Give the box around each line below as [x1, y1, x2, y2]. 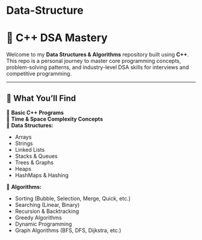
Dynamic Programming [14, 220, 72, 227]
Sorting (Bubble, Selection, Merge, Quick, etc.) [14, 194, 131, 202]
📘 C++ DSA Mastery [6, 31, 108, 45]
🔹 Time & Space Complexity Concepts [6, 115, 103, 122]
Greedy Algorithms [14, 214, 62, 221]
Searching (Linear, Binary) [14, 201, 80, 208]
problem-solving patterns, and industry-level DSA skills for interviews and [6, 64, 189, 71]
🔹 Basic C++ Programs [6, 109, 64, 116]
